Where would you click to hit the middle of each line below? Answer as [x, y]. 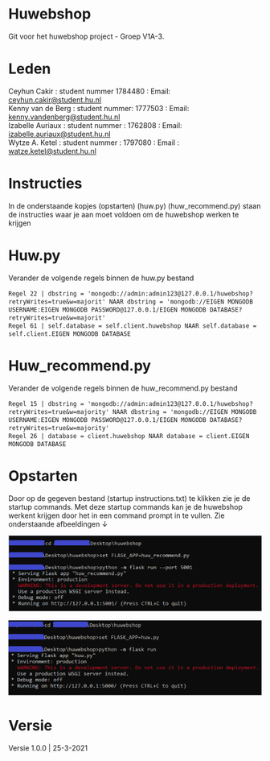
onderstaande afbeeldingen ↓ [58, 523]
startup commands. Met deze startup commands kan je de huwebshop [125, 507]
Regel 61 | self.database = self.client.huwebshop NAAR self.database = [133, 326]
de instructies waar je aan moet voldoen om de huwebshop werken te [124, 214]
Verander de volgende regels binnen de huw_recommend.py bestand [123, 388]
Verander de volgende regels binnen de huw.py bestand [101, 278]
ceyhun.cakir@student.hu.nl [55, 99]
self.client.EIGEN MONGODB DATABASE [70, 334]
